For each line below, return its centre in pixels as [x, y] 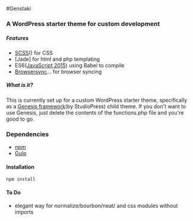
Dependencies [28, 134]
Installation [20, 167]
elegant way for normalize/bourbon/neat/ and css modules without [96, 206]
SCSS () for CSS [34, 53]
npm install [21, 180]
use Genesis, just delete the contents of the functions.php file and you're [95, 112]
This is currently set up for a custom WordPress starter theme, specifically [97, 100]
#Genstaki [19, 9]
